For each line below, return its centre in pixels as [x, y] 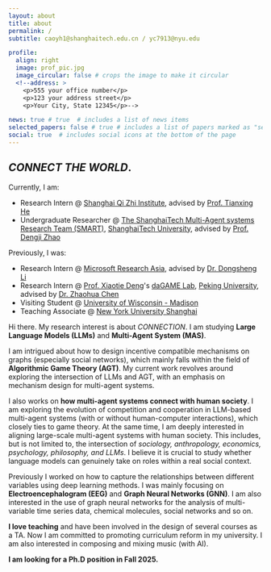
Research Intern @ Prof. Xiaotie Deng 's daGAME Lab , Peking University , [140, 285]
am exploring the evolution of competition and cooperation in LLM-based [130, 409]
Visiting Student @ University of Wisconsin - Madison [109, 303]
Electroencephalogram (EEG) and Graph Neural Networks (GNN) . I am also [135, 494]
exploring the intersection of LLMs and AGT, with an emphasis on [117, 377]
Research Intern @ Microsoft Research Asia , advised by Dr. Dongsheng [138, 268]
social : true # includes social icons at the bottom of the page [122, 135]
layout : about [32, 16]
